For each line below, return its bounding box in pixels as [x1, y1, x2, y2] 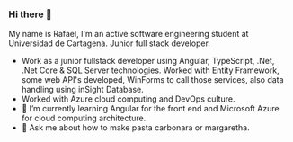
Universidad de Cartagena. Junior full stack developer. [8, 38, 210, 49]
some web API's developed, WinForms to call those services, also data [21, 75, 284, 85]
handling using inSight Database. [21, 84, 145, 95]
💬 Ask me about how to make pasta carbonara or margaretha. [21, 122, 250, 133]
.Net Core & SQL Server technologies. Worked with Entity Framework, [21, 65, 280, 75]
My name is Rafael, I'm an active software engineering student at [8, 29, 249, 40]
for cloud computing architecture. [21, 112, 146, 124]
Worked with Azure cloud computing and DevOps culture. [21, 93, 235, 104]
